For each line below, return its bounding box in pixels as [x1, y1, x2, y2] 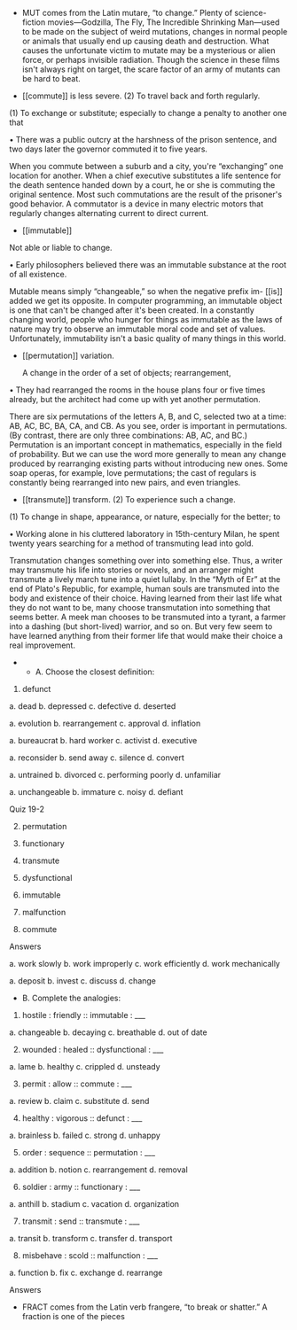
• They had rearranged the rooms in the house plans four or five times [9, 385, 266, 395]
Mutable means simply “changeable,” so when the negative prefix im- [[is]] [9, 286, 284, 296]
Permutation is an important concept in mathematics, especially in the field [9, 439, 282, 450]
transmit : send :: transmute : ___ [21, 1216, 140, 1226]
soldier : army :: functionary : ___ [21, 1182, 141, 1192]
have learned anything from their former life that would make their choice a [9, 631, 284, 641]
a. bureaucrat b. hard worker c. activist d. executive [9, 735, 198, 745]
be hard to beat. [21, 74, 82, 83]
